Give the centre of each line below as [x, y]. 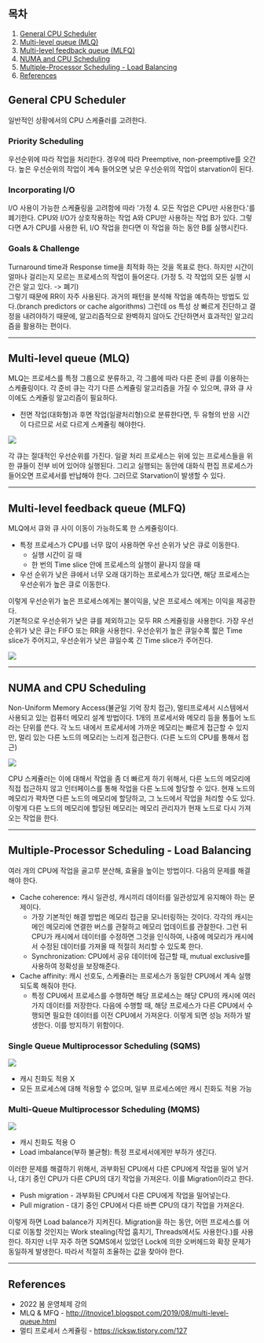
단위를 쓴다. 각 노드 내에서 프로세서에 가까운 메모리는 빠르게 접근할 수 [128, 727]
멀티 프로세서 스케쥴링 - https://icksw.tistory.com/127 [103, 1331]
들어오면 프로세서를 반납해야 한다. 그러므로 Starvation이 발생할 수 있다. [117, 475]
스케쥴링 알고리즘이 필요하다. [73, 398]
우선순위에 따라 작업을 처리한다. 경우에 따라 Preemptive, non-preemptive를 [125, 159]
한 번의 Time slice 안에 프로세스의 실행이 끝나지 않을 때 [115, 564]
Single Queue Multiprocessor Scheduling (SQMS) [104, 1045]
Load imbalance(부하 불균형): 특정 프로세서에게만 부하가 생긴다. [118, 1152]
